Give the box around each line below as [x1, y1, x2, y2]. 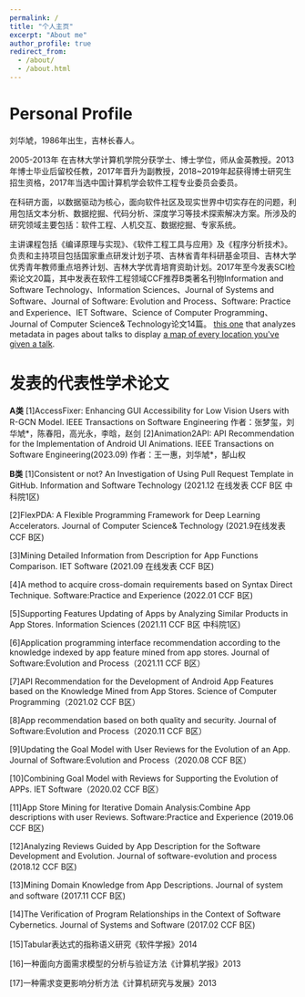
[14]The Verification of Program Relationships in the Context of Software [9, 909, 281, 919]
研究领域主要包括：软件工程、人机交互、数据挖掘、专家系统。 [9, 219, 241, 230]
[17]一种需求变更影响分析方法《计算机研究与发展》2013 [9, 977, 217, 988]
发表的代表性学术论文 [9, 373, 170, 393]
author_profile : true [9, 38, 92, 48]
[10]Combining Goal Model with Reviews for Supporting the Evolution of [9, 773, 280, 784]
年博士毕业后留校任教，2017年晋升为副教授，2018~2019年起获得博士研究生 [9, 165, 292, 176]
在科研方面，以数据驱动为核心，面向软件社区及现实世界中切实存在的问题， [9, 196, 289, 207]
